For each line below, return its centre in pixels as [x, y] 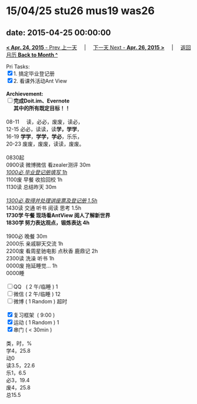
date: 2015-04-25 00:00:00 [59, 33]
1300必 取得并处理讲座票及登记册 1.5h [52, 201]
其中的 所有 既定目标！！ [42, 108]
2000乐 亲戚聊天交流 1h [35, 244]
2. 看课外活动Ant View [41, 81]
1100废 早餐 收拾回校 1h [34, 180]
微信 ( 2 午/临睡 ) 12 [37, 294]
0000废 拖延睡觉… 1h [32, 266]
